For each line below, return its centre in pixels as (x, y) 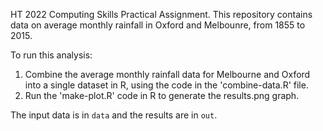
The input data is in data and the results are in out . (114, 115)
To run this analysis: (51, 55)
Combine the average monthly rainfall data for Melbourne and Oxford (167, 74)
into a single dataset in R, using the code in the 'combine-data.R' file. (166, 85)
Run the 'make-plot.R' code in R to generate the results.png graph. (162, 95)
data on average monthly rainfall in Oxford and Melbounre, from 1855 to (158, 25)
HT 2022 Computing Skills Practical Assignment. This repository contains (161, 14)
